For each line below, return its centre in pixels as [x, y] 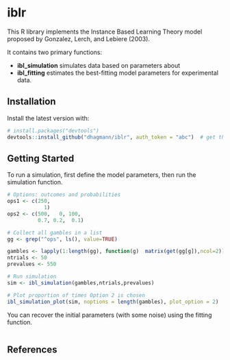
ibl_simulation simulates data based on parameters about [98, 65]
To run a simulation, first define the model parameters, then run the [102, 175]
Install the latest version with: [48, 118]
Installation [31, 102]
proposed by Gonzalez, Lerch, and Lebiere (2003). [79, 38]
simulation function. [35, 182]
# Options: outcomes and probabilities [64, 195]
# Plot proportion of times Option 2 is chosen [76, 295]
